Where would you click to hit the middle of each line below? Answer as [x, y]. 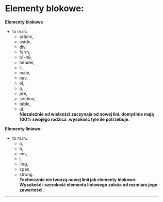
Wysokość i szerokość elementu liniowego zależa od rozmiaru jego [88, 184]
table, [25, 104]
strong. [26, 174]
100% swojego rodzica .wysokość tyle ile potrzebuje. [74, 119]
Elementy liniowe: [24, 129]
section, [27, 98]
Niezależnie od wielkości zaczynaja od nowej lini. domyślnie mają [87, 114]
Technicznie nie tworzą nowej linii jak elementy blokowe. [78, 179]
